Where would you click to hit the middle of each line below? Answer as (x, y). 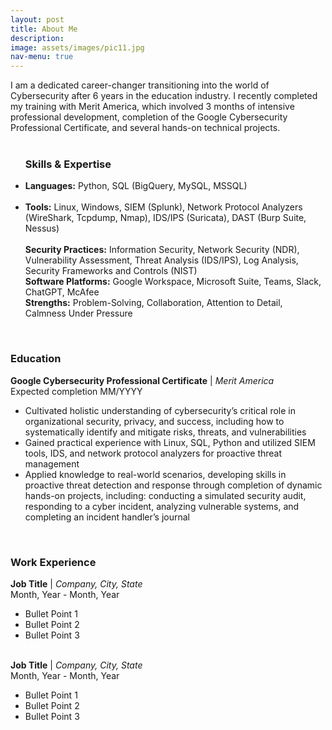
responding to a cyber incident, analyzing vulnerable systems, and (162, 506)
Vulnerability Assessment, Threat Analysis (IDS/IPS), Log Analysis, (161, 260)
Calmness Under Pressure (78, 313)
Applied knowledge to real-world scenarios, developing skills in (155, 474)
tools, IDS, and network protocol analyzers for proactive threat (153, 453)
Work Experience (53, 562)
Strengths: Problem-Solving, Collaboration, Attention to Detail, (153, 303)
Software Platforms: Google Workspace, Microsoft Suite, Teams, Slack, (173, 282)
